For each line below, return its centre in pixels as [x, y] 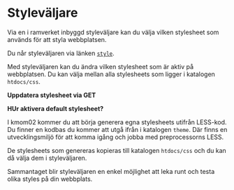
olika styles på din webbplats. [50, 179]
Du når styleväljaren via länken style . [61, 53]
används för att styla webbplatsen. [57, 39]
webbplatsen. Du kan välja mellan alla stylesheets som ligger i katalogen [111, 74]
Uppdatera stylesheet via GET [52, 95]
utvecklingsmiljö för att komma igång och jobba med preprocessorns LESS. [116, 137]
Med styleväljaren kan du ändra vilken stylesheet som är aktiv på [101, 66]
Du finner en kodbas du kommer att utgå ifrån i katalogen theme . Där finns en [117, 129]
